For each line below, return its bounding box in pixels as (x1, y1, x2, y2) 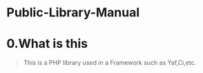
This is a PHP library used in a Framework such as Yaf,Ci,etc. (23, 59, 197, 67)
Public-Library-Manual (6, 5, 140, 20)
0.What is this (6, 36, 88, 52)
